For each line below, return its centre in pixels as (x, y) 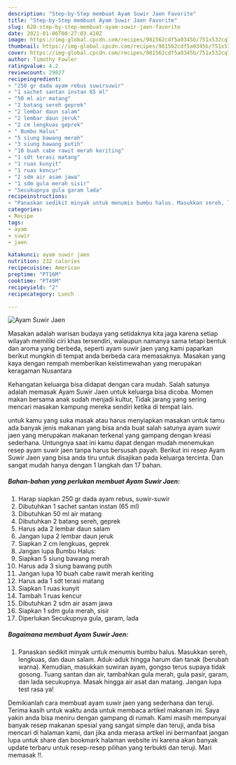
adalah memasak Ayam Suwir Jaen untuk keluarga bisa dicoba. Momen (111, 392)
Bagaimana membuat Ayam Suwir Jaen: (68, 634)
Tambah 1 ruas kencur (50, 596)
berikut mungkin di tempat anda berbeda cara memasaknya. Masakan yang (117, 356)
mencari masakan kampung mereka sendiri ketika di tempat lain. (101, 407)
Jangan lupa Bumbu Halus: (57, 551)
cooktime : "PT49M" (35, 281)
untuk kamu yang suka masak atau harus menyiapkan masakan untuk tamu (116, 420)
